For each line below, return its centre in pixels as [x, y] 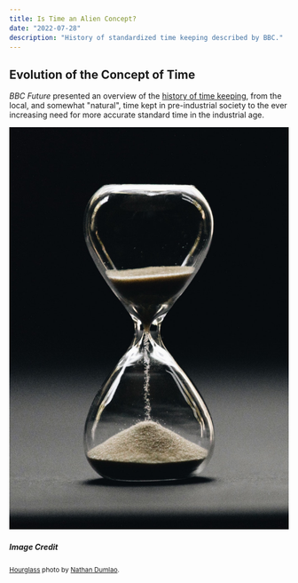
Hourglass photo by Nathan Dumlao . [64, 570]
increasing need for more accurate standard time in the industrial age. [137, 115]
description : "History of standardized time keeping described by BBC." [146, 37]
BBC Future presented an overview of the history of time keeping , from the [145, 96]
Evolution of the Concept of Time [102, 74]
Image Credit [34, 547]
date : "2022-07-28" [45, 28]
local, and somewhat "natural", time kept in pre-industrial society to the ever [149, 106]
